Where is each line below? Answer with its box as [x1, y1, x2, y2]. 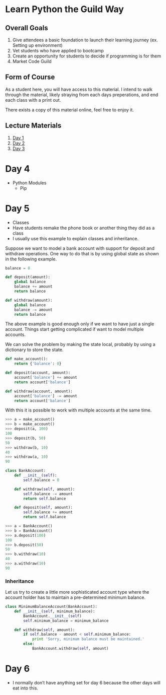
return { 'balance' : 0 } [14, 361, 62, 366]
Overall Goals [5, 24, 49, 32]
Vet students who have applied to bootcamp [12, 48, 104, 53]
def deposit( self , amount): [14, 505, 73, 510]
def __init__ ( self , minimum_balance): [14, 608, 95, 614]
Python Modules [12, 180, 47, 186]
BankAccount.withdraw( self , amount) [32, 646, 109, 651]
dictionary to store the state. [5, 346, 64, 353]
